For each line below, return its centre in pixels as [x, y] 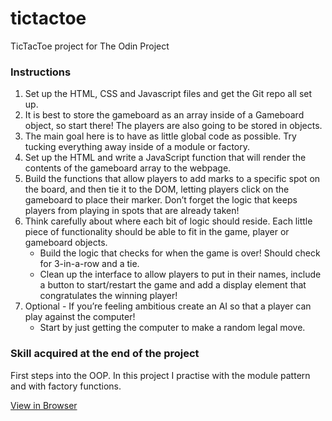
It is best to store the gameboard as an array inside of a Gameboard [164, 115]
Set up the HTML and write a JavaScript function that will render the [165, 158]
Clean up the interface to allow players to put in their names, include [180, 274]
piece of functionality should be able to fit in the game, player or [157, 232]
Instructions [41, 72]
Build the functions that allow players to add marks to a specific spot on [172, 179]
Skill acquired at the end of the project [105, 354]
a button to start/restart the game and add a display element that [173, 285]
